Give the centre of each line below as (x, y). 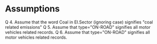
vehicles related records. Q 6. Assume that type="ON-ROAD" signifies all (78, 32)
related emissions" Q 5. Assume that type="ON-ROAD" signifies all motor (78, 27)
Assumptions (32, 9)
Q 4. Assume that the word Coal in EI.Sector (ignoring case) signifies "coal (79, 22)
